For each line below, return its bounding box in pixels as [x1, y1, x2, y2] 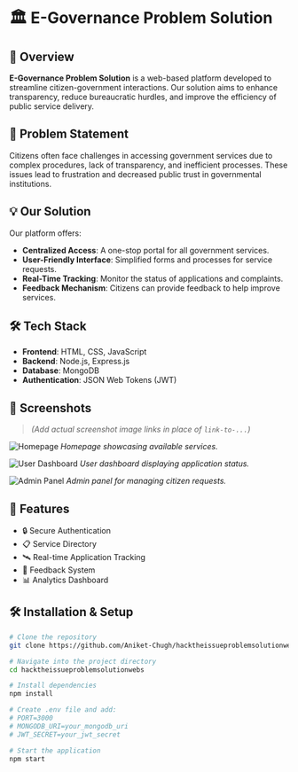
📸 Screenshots [9, 401, 92, 416]
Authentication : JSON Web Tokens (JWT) [21, 375, 177, 386]
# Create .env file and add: [9, 706, 117, 714]
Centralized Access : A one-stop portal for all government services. [21, 245, 270, 255]
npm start [9, 754, 46, 763]
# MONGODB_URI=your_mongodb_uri [9, 721, 129, 730]
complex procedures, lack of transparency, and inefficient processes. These [9, 160, 288, 170]
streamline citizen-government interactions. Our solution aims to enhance [9, 82, 278, 92]
